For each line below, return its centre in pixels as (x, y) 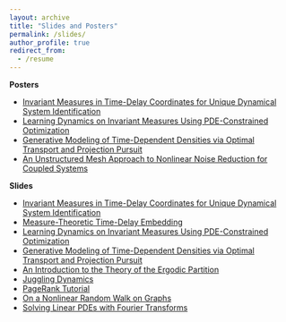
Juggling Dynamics (58, 279)
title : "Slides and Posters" (64, 26)
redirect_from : (38, 51)
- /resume (35, 59)
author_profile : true (50, 42)
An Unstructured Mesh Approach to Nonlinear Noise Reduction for (145, 159)
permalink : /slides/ (48, 34)
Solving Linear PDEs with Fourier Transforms (105, 308)
